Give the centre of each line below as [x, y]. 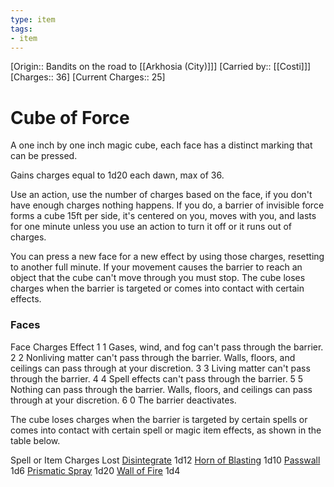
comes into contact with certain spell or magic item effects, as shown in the [166, 430]
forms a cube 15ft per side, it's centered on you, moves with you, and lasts [163, 216]
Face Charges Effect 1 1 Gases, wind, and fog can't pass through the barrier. [167, 347]
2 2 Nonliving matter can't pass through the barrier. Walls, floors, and [153, 357]
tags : [21, 29]
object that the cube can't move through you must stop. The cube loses [158, 278]
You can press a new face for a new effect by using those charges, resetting [167, 257]
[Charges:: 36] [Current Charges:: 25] [88, 77]
